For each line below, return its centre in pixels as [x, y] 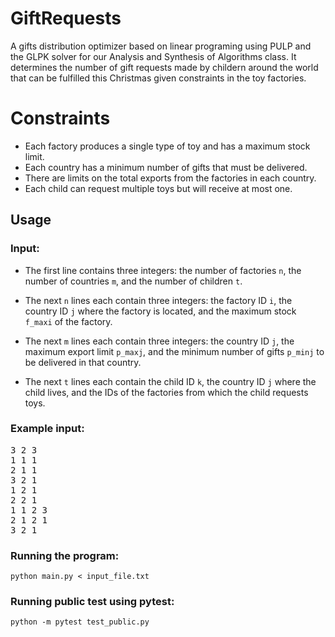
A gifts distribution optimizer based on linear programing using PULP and [161, 46]
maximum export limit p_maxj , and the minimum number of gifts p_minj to [174, 351]
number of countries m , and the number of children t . [133, 281]
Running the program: [65, 555]
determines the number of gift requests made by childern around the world [164, 67]
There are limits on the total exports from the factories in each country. [170, 178]
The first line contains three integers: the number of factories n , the [163, 270]
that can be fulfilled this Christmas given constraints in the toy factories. [158, 78]
